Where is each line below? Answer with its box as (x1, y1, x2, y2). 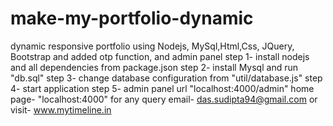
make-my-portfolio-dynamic (10, 7, 254, 30)
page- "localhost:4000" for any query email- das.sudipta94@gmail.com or (10, 93, 318, 105)
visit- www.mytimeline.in (10, 103, 112, 116)
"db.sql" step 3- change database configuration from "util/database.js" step (10, 72, 323, 84)
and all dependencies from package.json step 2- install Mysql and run (10, 61, 298, 73)
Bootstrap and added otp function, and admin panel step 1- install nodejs (10, 50, 310, 62)
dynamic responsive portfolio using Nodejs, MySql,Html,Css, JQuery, (10, 40, 295, 52)
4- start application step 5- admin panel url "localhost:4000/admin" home (10, 82, 315, 94)
